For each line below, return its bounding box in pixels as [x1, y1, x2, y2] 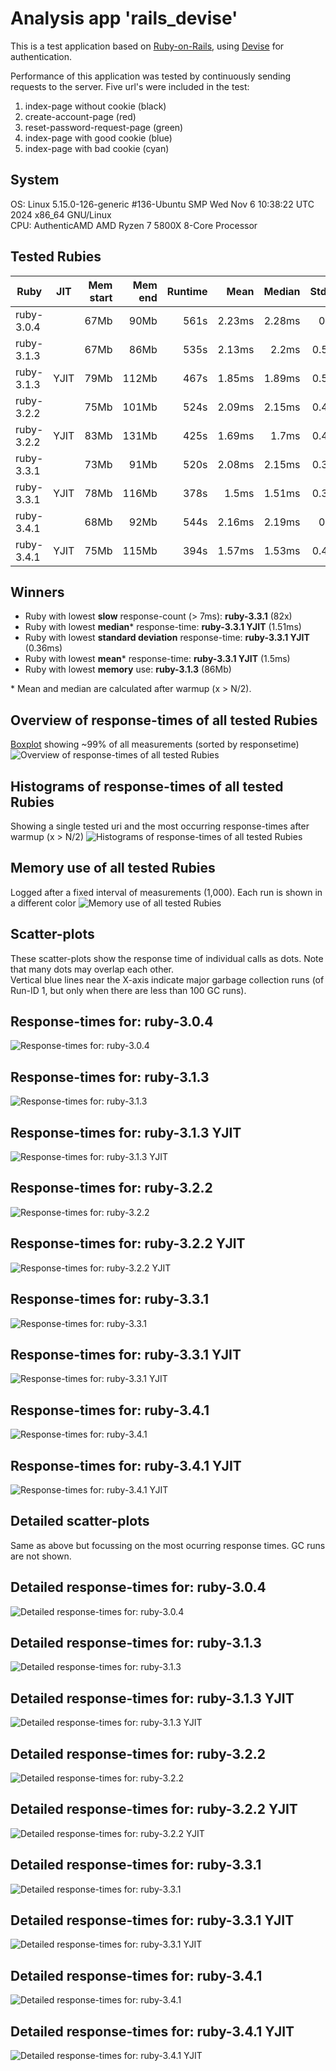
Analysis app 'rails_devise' [10, 7, 238, 30]
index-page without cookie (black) [24, 100, 167, 112]
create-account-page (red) [24, 110, 137, 122]
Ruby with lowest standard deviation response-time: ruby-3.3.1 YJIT [24, 632, 310, 644]
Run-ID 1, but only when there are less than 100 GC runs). [10, 984, 247, 996]
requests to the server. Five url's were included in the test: [10, 80, 250, 92]
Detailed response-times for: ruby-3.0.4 [10, 1579, 267, 1596]
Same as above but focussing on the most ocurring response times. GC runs [10, 1539, 326, 1551]
